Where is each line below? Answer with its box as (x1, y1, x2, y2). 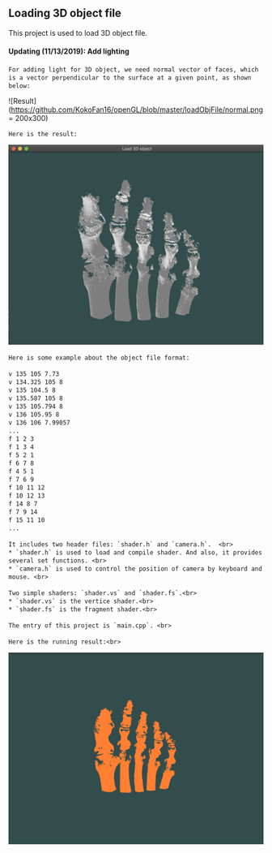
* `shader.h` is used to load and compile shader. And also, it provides (8, 548, 263, 557)
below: (8, 82, 31, 90)
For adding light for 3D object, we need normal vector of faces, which (8, 66, 259, 74)
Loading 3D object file (8, 6, 121, 20)
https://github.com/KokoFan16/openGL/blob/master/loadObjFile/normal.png (11, 105, 264, 114)
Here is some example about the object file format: (8, 353, 190, 362)
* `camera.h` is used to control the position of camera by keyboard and (8, 564, 263, 573)
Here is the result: (8, 130, 79, 139)
